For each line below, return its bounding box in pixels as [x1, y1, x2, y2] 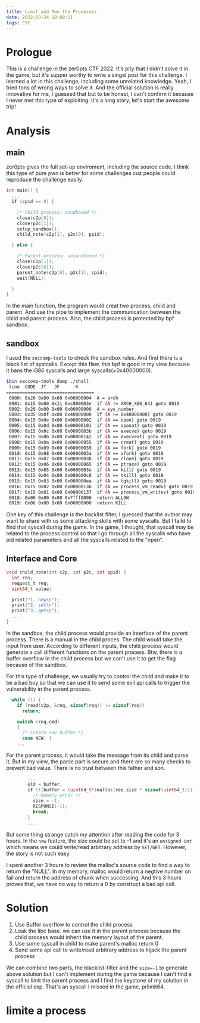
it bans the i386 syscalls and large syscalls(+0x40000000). [6, 367, 153, 374]
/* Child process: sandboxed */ [17, 209, 97, 215]
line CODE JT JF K [8, 384, 79, 390]
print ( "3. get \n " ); [11, 608, 60, 614]
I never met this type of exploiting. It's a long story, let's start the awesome [6, 96, 189, 104]
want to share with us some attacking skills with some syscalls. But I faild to [6, 517, 192, 525]
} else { [11, 242, 33, 248]
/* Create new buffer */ [21, 730, 84, 736]
